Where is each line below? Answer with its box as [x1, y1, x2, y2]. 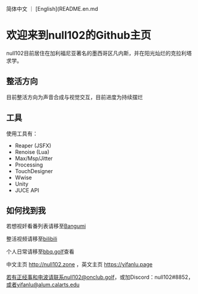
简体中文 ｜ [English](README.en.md [6, 5, 98, 12]
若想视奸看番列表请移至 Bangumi [6, 222, 86, 230]
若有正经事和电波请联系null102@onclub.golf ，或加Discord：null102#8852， [6, 274, 194, 281]
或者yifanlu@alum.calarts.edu [6, 281, 80, 289]
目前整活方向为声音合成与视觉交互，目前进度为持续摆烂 [6, 93, 143, 100]
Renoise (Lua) [14, 148, 50, 155]
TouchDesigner [14, 167, 53, 174]
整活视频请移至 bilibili [6, 235, 58, 242]
